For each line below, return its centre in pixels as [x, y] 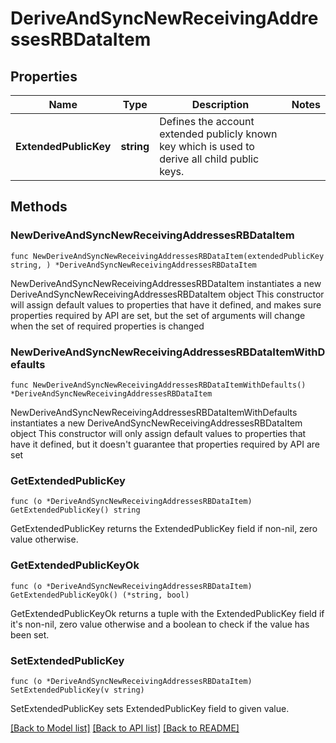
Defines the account [207, 121]
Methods [39, 207]
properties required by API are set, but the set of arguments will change [158, 315]
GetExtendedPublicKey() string [75, 510]
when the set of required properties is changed [107, 326]
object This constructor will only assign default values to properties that [158, 433]
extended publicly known [218, 134]
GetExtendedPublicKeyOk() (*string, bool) [100, 595]
